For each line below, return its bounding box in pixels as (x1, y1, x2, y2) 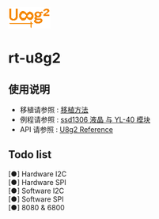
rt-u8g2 (8, 49, 61, 67)
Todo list (8, 148, 52, 161)
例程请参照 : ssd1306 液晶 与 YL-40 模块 (19, 115, 151, 124)
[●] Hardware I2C (8, 169, 67, 179)
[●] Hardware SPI (8, 177, 66, 187)
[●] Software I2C (8, 186, 65, 195)
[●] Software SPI (8, 194, 64, 204)
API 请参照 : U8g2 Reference (19, 125, 113, 134)
